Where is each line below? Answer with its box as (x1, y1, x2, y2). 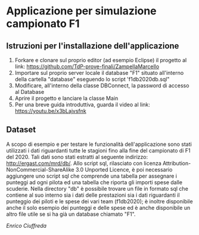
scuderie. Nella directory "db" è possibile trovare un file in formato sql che (6, 185, 189, 192)
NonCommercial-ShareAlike (6, 166, 74, 173)
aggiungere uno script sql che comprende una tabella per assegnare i (6, 172, 178, 179)
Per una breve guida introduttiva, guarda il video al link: (14, 101, 151, 108)
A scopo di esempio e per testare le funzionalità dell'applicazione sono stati (6, 141, 192, 148)
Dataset (6, 124, 36, 135)
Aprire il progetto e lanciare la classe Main (14, 94, 119, 102)
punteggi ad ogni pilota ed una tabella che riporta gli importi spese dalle (6, 178, 183, 186)
